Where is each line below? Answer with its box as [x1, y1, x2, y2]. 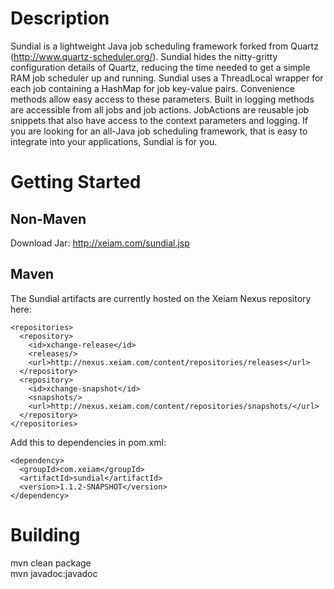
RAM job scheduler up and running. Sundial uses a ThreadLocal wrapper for [10, 72, 324, 84]
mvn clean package [10, 557, 92, 569]
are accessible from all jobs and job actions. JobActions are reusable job [10, 103, 310, 116]
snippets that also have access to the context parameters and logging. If [10, 114, 308, 126]
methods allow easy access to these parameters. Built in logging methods [10, 93, 315, 105]
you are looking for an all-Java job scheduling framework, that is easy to [10, 125, 308, 137]
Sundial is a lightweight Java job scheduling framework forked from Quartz [10, 40, 319, 52]
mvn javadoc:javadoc [10, 567, 98, 579]
